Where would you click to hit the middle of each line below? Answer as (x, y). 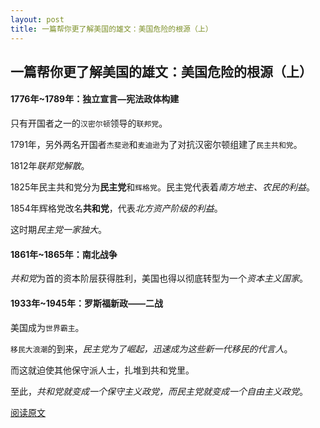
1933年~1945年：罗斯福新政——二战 (87, 303)
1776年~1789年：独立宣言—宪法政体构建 (95, 99)
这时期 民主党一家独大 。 (58, 230)
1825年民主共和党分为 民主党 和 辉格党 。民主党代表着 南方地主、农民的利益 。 (162, 187)
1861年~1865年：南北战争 (64, 254)
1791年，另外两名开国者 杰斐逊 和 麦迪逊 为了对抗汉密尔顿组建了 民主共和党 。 (156, 145)
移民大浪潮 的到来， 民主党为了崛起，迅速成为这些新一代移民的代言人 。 (151, 348)
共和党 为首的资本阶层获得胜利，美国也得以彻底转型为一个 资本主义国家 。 (159, 278)
